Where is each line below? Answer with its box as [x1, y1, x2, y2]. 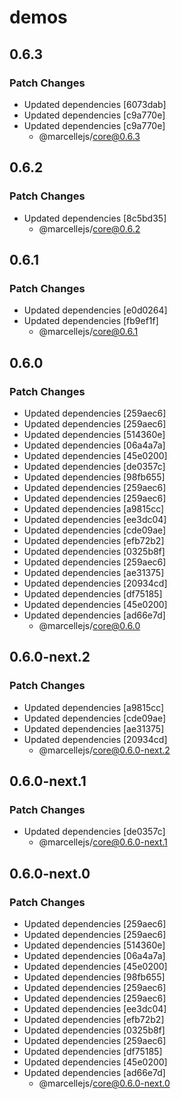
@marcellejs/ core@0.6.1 [38, 326, 139, 338]
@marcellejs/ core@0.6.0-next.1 [38, 836, 168, 848]
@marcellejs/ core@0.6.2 [38, 222, 141, 235]
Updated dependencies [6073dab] [23, 98, 167, 110]
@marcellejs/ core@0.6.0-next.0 [38, 1077, 171, 1089]
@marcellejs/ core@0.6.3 [38, 130, 141, 142]
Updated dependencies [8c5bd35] [23, 212, 167, 224]
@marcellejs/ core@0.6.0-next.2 [38, 744, 171, 756]
